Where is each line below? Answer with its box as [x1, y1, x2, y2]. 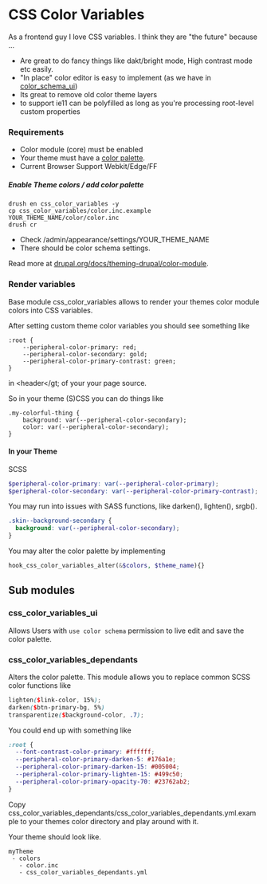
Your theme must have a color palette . [19, 153, 146, 163]
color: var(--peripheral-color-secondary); [22, 422, 170, 431]
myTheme [8, 847, 34, 855]
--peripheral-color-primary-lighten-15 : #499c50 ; [15, 771, 183, 779]
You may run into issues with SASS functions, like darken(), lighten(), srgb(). [8, 501, 257, 511]
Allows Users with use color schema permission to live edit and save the [8, 626, 245, 635]
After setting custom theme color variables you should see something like [8, 320, 249, 330]
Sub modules [8, 583, 76, 597]
